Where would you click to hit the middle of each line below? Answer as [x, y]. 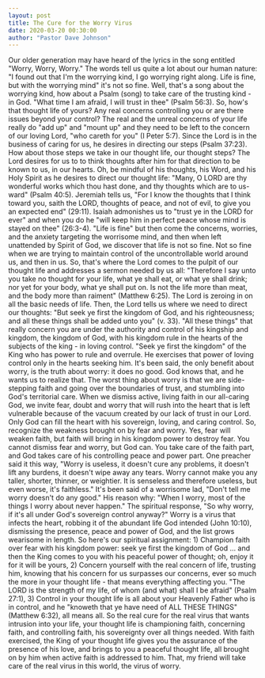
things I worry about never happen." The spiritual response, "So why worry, [131, 506]
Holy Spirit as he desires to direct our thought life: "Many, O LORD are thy [128, 178]
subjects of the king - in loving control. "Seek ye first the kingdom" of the [127, 346]
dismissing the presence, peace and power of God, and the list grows [121, 531]
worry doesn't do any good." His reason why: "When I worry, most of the [127, 498]
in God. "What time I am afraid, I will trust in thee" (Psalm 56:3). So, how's [128, 102]
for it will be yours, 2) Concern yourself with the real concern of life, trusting [132, 565]
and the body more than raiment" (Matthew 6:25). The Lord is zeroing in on [131, 296]
